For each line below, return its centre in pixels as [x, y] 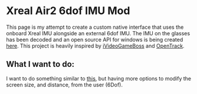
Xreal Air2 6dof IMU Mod [68, 11]
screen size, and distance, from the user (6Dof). [64, 85]
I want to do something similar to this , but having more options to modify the [99, 78]
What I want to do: [40, 64]
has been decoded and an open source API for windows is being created [95, 39]
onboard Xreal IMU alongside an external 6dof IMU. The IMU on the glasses [98, 33]
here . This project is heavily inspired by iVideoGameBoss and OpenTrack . [95, 46]
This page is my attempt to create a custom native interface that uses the [95, 27]
